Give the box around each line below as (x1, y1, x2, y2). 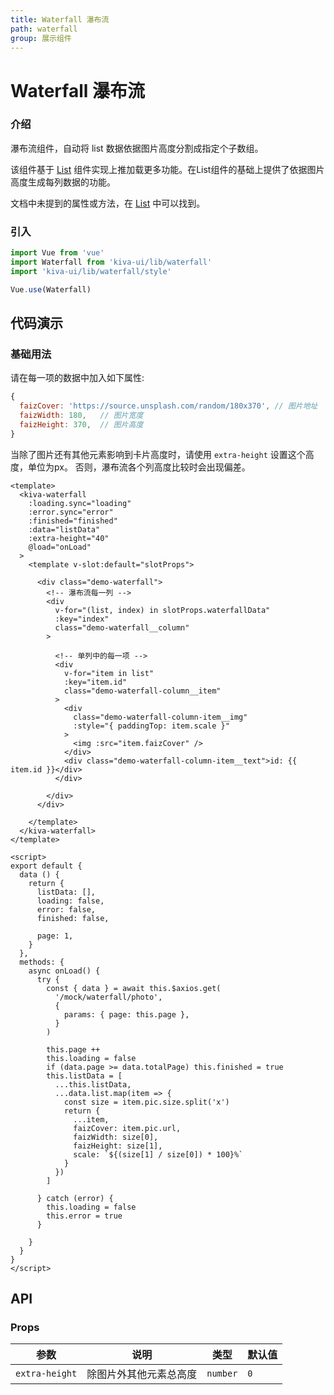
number (206, 1368, 238, 1380)
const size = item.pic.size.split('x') (63, 1097, 230, 1107)
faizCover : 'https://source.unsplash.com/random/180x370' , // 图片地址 (19, 401, 318, 411)
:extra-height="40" (28, 533, 110, 543)
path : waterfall (10, 24, 78, 34)
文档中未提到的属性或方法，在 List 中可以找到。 (10, 197, 206, 209)
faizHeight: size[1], (73, 1141, 163, 1151)
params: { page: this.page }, (63, 1009, 190, 1020)
